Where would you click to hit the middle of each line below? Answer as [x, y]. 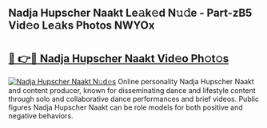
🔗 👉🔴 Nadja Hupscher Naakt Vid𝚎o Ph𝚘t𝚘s [119, 58]
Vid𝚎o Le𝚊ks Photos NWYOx [82, 26]
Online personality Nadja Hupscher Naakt [186, 81]
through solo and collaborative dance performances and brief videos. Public [134, 99]
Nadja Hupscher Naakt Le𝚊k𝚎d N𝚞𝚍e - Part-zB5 [130, 13]
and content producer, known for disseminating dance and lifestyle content [132, 90]
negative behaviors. [41, 116]
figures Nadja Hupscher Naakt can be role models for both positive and [126, 107]
